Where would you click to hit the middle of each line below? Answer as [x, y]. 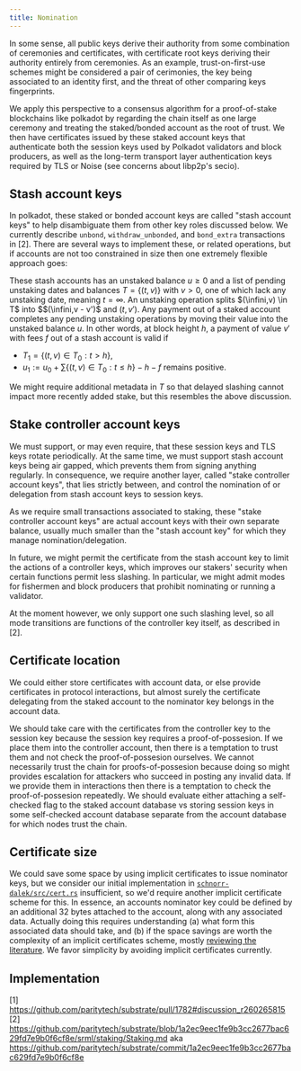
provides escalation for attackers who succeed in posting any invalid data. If [150, 776]
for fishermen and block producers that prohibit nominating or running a [142, 586]
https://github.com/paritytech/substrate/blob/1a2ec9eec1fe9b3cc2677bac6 [150, 1029]
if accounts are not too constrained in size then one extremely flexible [138, 254]
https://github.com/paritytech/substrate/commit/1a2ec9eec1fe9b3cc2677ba [150, 1048]
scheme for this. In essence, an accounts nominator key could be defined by [151, 902]
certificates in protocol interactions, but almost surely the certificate [135, 692]
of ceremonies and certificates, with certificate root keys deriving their [140, 53]
